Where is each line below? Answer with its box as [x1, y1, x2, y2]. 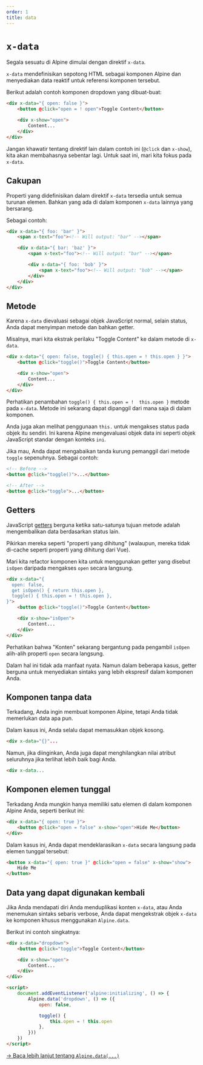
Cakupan [6, 176, 41, 186]
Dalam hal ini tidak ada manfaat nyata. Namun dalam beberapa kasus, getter [6, 662, 197, 669]
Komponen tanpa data [6, 692, 92, 702]
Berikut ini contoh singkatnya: [6, 928, 81, 935]
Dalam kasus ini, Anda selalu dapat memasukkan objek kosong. [6, 727, 165, 734]
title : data [6, 15, 36, 21]
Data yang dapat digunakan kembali [6, 887, 145, 898]
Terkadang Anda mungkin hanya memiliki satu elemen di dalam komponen [6, 800, 192, 808]
